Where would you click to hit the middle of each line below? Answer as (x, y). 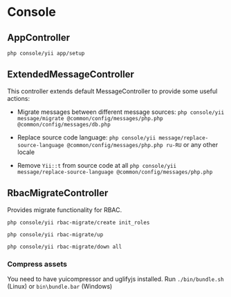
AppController (39, 38)
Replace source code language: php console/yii (86, 137)
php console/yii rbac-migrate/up (55, 234)
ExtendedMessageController (71, 74)
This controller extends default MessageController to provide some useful (112, 91)
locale (26, 152)
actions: (18, 98)
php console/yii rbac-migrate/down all (65, 247)
